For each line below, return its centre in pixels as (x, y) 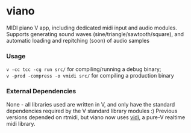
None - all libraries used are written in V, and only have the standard (91, 104)
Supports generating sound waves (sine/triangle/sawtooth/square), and (95, 34)
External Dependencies (41, 91)
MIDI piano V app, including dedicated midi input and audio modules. (92, 28)
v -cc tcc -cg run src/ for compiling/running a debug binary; (84, 69)
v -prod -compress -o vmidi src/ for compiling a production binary (90, 76)
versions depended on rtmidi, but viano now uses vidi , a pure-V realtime (96, 117)
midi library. (21, 123)
